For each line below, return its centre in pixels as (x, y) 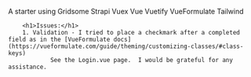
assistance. (27, 67)
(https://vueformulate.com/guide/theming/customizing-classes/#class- (126, 46)
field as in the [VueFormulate (59, 39)
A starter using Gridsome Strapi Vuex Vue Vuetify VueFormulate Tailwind (126, 11)
